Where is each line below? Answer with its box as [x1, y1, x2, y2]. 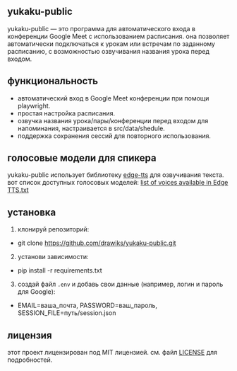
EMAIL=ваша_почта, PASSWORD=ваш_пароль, [17, 301, 157, 310]
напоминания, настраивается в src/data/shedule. [17, 124, 166, 132]
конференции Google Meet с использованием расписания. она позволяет [7, 32, 230, 40]
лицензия [7, 329, 52, 341]
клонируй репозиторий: [17, 225, 90, 234]
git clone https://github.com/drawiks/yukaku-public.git [17, 239, 176, 247]
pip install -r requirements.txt [17, 266, 102, 275]
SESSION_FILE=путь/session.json [17, 309, 116, 317]
